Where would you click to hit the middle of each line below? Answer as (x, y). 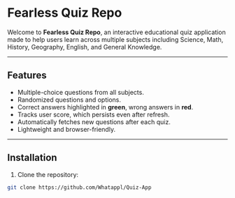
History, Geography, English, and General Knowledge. (85, 47)
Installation (32, 158)
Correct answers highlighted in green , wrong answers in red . (105, 107)
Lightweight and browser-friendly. (66, 129)
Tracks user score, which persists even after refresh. (93, 114)
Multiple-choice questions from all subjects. (81, 92)
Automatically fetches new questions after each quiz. (94, 122)
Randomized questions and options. (69, 100)
